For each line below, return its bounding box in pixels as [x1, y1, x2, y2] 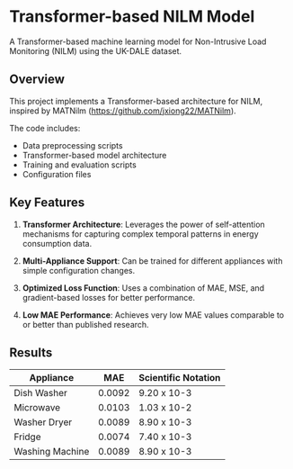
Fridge [13, 430, 41, 443]
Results [9, 345, 53, 360]
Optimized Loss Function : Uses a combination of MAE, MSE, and [22, 282, 265, 293]
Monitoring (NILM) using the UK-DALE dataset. [9, 45, 182, 56]
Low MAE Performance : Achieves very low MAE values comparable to [22, 309, 285, 320]
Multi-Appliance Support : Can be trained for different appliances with [22, 255, 283, 266]
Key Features [9, 195, 85, 211]
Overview [9, 72, 66, 87]
